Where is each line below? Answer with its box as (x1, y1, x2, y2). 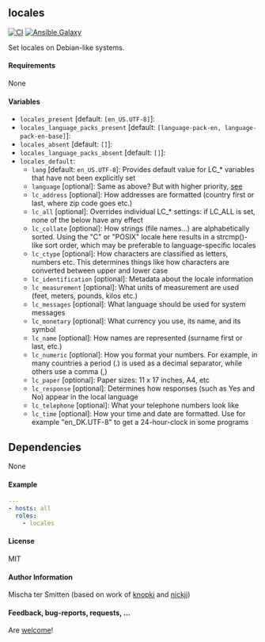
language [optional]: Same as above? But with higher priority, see (31, 182, 243, 191)
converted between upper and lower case (31, 266, 168, 276)
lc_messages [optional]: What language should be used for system (31, 300, 246, 309)
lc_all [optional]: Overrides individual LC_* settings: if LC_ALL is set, (31, 207, 256, 216)
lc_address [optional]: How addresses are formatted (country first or (31, 190, 255, 200)
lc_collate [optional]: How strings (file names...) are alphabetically (31, 224, 250, 233)
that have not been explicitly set (31, 174, 136, 183)
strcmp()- (216, 232, 248, 242)
